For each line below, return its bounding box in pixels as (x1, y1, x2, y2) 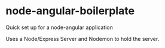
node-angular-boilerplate (5, 4, 135, 18)
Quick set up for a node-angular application (5, 24, 113, 31)
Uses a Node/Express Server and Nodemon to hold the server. (5, 35, 160, 42)
